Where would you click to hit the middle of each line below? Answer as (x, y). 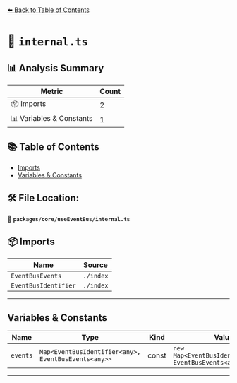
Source (96, 265)
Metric (52, 92)
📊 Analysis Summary (56, 68)
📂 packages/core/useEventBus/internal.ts (69, 218)
